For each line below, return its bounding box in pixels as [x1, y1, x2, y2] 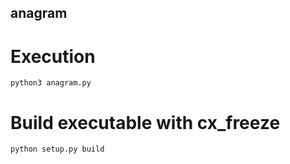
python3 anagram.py [10, 78, 92, 88]
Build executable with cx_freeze [10, 111, 281, 134]
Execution [10, 45, 96, 68]
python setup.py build [10, 144, 105, 155]
